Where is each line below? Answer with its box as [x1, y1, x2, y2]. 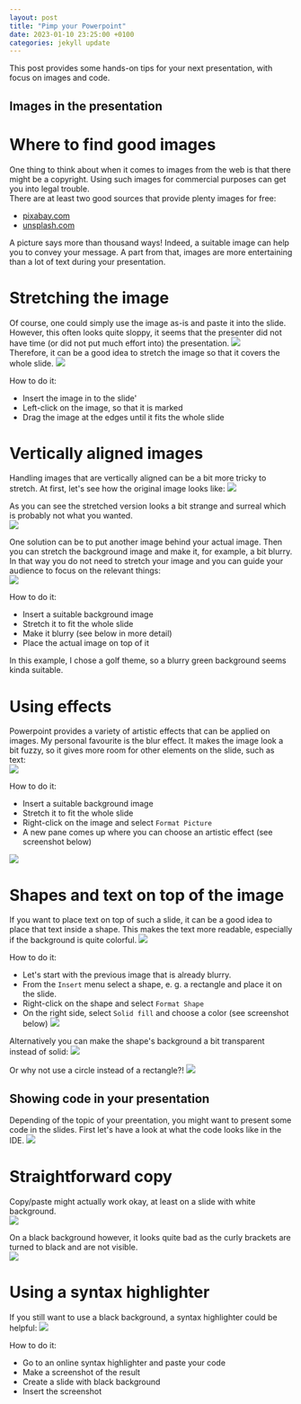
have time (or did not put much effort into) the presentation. [9, 338, 230, 349]
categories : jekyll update [9, 38, 111, 48]
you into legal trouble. [9, 183, 90, 194]
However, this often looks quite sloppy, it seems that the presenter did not [9, 327, 283, 338]
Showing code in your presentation [9, 1091, 210, 1106]
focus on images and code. [9, 73, 111, 84]
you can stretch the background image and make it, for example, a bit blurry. [9, 546, 293, 557]
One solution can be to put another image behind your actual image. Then [9, 536, 283, 548]
